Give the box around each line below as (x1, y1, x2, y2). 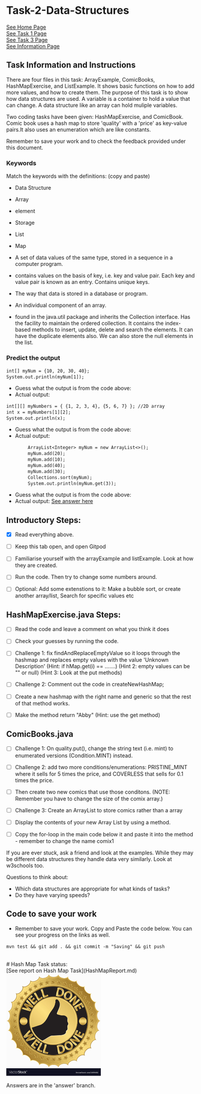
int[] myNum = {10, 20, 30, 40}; (6, 368, 90, 374)
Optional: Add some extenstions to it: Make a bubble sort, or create (14, 585, 181, 593)
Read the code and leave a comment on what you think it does (14, 626, 170, 633)
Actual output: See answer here (14, 498, 94, 505)
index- (164, 319, 181, 327)
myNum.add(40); (28, 463, 66, 469)
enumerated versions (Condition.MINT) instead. (14, 752, 133, 759)
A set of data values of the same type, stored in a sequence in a (14, 254, 173, 261)
